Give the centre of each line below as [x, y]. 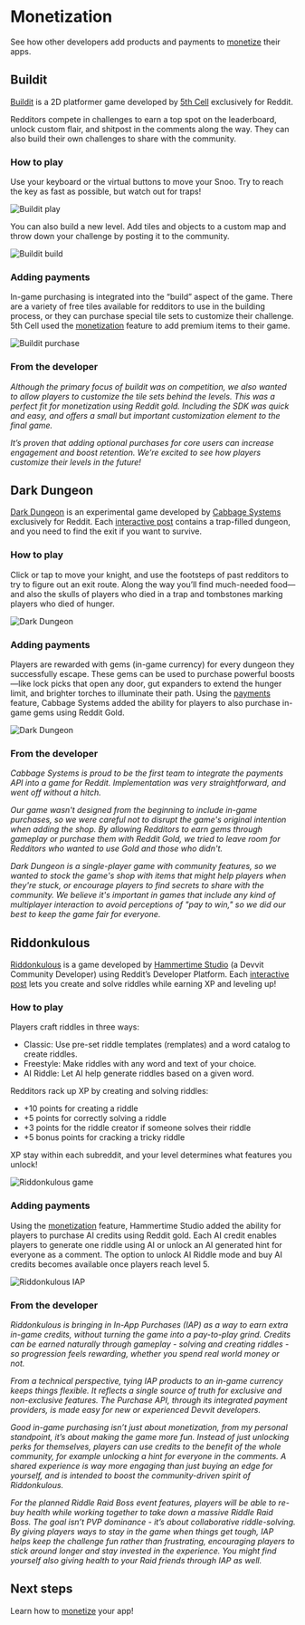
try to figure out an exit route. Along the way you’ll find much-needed [139, 584]
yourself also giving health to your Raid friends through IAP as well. [136, 1561]
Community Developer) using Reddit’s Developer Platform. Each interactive [150, 974]
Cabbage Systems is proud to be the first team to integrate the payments [147, 773]
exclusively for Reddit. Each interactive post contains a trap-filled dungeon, [150, 522]
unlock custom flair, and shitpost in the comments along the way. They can [150, 129]
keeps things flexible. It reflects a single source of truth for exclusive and [146, 1391]
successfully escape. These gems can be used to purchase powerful [139, 674]
